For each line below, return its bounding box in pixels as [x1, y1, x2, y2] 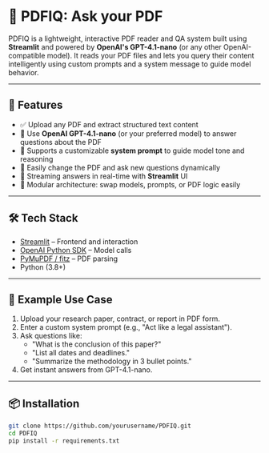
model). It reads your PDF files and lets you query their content [46, 50, 255, 60]
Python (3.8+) [19, 262, 66, 271]
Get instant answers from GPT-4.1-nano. [19, 365, 153, 375]
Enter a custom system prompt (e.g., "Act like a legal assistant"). [19, 323, 232, 332]
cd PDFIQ [8, 430, 38, 438]
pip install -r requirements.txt [8, 436, 120, 445]
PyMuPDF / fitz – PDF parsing [19, 254, 118, 263]
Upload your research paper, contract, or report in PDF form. [19, 314, 220, 323]
